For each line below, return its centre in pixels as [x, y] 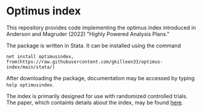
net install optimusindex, [40, 56]
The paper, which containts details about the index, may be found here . [95, 102]
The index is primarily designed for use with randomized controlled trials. [97, 96]
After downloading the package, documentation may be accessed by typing [100, 78]
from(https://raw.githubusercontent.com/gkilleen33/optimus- [85, 62]
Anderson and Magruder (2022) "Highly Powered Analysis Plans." [88, 34]
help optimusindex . [30, 84]
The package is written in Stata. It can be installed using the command [93, 46]
